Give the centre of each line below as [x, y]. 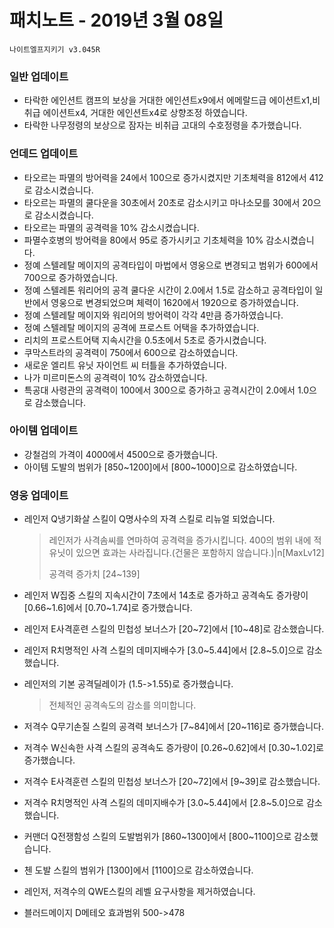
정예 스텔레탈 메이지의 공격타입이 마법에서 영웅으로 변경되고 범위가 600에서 [171, 265]
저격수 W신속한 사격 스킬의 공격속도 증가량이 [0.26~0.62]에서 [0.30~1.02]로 [173, 748]
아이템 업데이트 [44, 431]
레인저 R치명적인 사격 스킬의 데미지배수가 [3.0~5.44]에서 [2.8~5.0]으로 [163, 650]
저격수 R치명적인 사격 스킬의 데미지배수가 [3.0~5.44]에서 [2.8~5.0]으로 [163, 803]
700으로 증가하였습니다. [71, 277]
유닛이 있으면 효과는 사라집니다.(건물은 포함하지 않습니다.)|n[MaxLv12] [186, 553]
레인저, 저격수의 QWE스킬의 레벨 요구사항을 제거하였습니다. [139, 892]
